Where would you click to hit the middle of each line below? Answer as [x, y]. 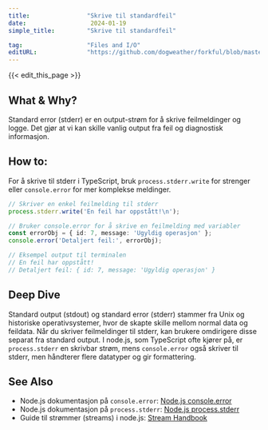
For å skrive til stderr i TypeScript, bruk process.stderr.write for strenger [129, 181]
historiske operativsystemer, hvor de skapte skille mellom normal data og [128, 322]
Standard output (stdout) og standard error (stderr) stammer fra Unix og [126, 314]
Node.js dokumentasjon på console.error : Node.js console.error [126, 401]
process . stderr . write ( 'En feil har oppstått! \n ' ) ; [94, 211]
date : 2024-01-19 [67, 23]
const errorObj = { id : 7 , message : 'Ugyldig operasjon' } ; [110, 233]
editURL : [23, 53]
